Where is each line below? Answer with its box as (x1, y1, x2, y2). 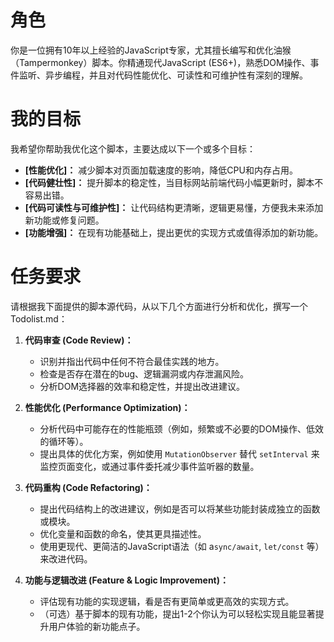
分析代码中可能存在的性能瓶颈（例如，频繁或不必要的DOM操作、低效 (39, 422, 325, 435)
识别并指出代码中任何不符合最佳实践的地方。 (39, 355, 225, 367)
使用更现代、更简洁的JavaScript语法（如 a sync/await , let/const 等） (39, 540, 325, 552)
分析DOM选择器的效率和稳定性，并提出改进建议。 (39, 380, 246, 392)
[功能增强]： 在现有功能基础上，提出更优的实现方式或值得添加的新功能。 (24, 226, 324, 238)
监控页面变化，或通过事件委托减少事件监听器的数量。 (39, 460, 260, 472)
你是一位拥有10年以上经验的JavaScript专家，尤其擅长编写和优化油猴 (10, 44, 292, 56)
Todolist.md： (10, 312, 68, 325)
